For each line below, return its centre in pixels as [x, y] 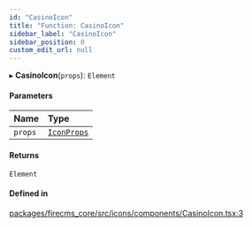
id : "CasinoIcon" [41, 17]
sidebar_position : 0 [47, 42]
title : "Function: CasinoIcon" [67, 26]
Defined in [29, 193]
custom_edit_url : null [51, 50]
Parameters [31, 95]
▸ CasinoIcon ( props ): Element [62, 75]
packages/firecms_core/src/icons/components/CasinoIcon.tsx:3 [126, 213]
